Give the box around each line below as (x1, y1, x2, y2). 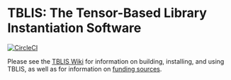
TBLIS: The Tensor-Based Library (7, 5, 208, 21)
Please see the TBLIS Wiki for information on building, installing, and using (7, 57, 225, 65)
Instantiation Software (7, 20, 142, 36)
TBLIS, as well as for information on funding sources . (7, 64, 162, 73)
